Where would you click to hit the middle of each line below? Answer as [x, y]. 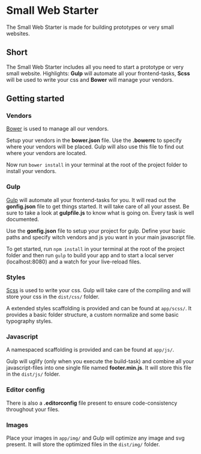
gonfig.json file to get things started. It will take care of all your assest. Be [98, 206]
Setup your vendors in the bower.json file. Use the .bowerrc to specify [94, 140]
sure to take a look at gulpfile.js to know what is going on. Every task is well [100, 213]
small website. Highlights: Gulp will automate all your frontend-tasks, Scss [98, 73]
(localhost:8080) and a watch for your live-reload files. [74, 262]
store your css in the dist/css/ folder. [53, 297]
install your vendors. [31, 171]
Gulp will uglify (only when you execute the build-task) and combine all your [100, 361]
